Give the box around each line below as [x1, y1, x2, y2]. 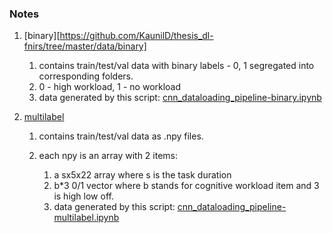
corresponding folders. [38, 70, 134, 82]
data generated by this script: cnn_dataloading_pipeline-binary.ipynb [38, 92, 322, 104]
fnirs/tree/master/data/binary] [23, 40, 147, 52]
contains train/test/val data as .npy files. [38, 130, 204, 142]
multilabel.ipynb [53, 212, 120, 224]
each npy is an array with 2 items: [38, 150, 179, 162]
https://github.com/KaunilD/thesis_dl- [59, 30, 214, 42]
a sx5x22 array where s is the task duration [53, 169, 232, 181]
